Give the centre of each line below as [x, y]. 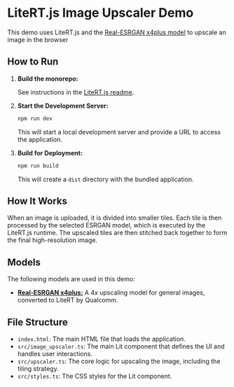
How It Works [37, 201]
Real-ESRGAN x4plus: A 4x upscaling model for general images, [111, 293]
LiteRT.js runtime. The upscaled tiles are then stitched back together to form [117, 233]
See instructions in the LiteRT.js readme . [76, 92]
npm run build [38, 166]
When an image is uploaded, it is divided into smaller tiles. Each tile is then [115, 218]
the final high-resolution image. [53, 240]
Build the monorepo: [48, 78]
